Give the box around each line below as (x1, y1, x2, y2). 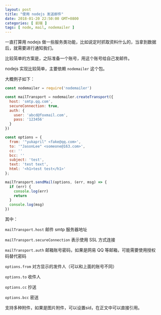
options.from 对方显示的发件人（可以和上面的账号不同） (5, 264, 117, 269)
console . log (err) (14, 189, 49, 194)
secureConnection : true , (9, 103, 59, 108)
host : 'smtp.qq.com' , (9, 99, 53, 104)
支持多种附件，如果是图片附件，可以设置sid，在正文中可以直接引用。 (5, 305, 143, 311)
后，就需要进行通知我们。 (5, 45, 56, 51)
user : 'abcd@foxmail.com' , (14, 113, 68, 117)
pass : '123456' (14, 117, 44, 122)
